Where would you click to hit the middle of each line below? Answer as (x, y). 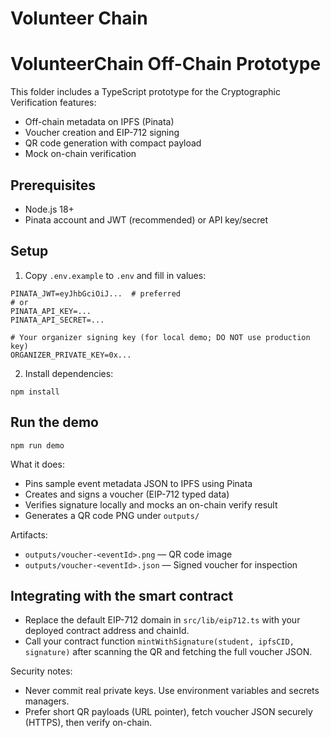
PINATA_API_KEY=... (51, 311)
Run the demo (55, 422)
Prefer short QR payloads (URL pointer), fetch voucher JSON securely (168, 712)
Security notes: (41, 671)
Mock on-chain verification (80, 154)
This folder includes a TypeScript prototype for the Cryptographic (145, 92)
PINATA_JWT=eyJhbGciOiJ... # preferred (96, 293)
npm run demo (37, 445)
